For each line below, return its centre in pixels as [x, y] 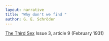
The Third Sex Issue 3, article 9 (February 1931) [55, 33]
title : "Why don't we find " [36, 14]
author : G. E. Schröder [30, 19]
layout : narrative [25, 10]
